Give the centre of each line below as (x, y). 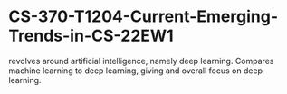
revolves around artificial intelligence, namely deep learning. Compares (141, 61)
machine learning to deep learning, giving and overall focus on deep (136, 70)
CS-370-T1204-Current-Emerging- (143, 17)
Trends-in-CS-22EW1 (91, 36)
